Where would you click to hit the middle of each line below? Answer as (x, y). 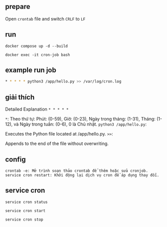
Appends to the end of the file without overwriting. (57, 143)
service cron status (27, 202)
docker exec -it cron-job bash (38, 55)
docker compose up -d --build (37, 46)
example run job (31, 70)
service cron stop (24, 219)
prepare (18, 7)
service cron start (25, 210)
